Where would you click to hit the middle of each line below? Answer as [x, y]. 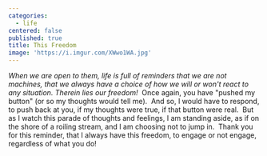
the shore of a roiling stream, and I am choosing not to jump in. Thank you [131, 126]
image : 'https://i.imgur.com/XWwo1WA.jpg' [80, 53]
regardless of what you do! [53, 144]
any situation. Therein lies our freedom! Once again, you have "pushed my [132, 92]
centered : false [35, 30]
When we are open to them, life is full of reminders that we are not [118, 76]
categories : [28, 16]
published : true [35, 38]
